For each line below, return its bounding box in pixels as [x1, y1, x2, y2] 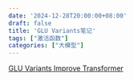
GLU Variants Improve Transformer [8, 63, 124, 73]
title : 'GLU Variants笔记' [8, 26, 96, 34]
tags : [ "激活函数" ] [8, 34, 69, 43]
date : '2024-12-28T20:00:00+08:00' [8, 11, 128, 20]
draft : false [8, 19, 52, 27]
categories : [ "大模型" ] [8, 42, 84, 50]
